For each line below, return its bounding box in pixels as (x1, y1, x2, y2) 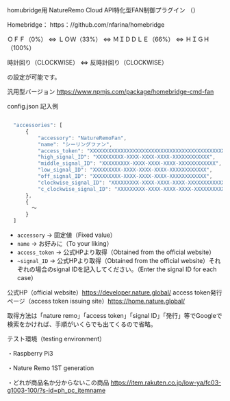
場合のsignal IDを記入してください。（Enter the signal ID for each (35, 265, 217, 273)
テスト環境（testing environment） (7, 335, 106, 343)
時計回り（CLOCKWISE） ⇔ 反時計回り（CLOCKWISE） (7, 58, 168, 67)
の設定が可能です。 (7, 73, 61, 81)
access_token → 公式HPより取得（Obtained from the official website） (16, 248, 216, 256)
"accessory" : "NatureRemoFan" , (37, 135, 127, 141)
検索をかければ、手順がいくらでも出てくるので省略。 (7, 320, 157, 328)
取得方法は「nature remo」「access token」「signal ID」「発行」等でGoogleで (7, 312, 222, 319)
